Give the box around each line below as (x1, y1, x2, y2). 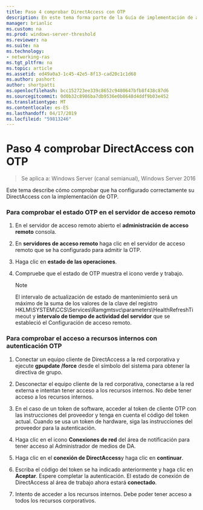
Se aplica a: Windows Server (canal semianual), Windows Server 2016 (21, 175, 196, 182)
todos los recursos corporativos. (14, 497, 97, 504)
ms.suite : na (6, 43, 39, 49)
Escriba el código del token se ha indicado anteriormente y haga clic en (14, 466, 193, 473)
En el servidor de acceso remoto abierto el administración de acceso (14, 222, 189, 229)
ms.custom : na (6, 25, 42, 32)
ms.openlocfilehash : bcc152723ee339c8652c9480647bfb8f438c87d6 (6, 88, 169, 94)
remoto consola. (14, 228, 57, 236)
